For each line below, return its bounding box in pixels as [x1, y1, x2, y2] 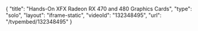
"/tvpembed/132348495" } [5, 18, 73, 25]
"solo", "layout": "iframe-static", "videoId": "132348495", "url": [5, 12, 162, 19]
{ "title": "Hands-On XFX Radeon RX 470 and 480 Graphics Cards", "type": [5, 5, 192, 12]
